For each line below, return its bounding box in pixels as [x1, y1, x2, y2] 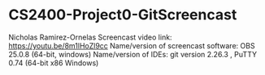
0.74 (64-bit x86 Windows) [8, 58, 99, 68]
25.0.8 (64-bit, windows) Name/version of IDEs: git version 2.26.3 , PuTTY [8, 49, 258, 59]
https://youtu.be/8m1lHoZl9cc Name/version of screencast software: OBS [8, 40, 255, 50]
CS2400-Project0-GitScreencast [8, 6, 237, 24]
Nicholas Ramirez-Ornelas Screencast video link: [8, 32, 172, 42]
